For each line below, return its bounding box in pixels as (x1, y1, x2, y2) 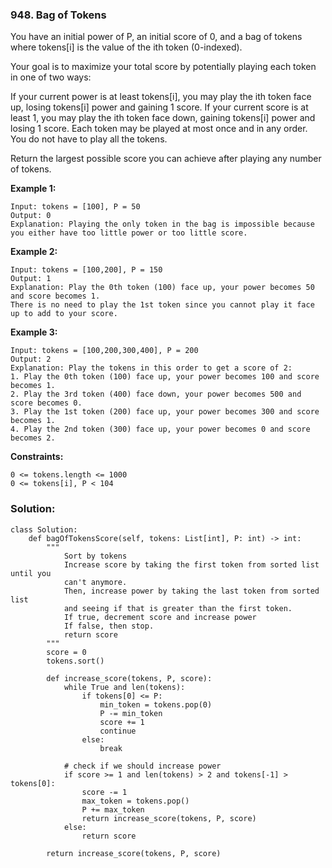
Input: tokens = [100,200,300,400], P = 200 (10, 346, 199, 356)
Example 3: (10, 326, 58, 338)
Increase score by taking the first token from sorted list (63, 559, 320, 570)
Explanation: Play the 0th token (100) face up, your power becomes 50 (10, 283, 315, 293)
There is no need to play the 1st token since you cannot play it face (10, 300, 315, 310)
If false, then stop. (63, 621, 155, 631)
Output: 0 (10, 211, 52, 221)
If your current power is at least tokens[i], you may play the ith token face (10, 91, 312, 103)
